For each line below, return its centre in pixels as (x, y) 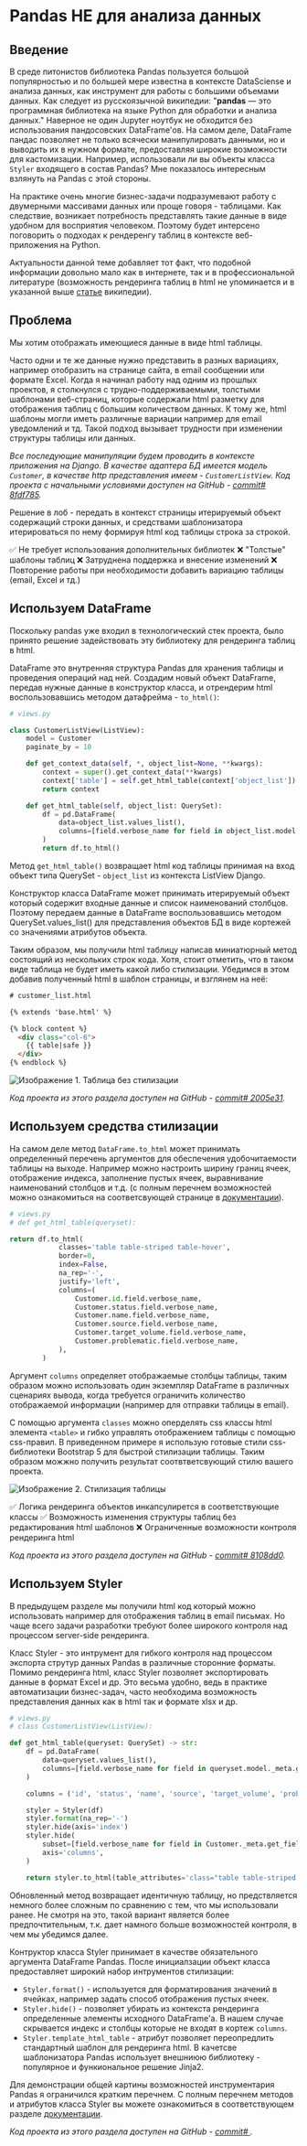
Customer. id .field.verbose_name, (138, 1298)
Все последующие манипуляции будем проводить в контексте (132, 456)
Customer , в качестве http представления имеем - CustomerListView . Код (150, 475)
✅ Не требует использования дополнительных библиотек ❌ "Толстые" (148, 549)
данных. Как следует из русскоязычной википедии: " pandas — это (141, 101)
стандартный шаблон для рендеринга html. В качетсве (130, 2047)
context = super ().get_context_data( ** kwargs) (132, 772)
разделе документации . (56, 2113)
